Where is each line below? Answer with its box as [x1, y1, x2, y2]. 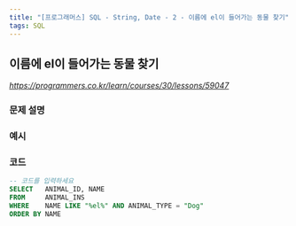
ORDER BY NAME [9, 209, 62, 218]
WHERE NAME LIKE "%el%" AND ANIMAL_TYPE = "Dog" [9, 201, 204, 211]
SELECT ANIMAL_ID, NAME [9, 185, 105, 194]
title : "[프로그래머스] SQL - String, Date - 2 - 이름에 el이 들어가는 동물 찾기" [9, 12, 290, 22]
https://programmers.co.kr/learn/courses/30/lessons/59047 [9, 81, 230, 91]
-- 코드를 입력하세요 [9, 176, 74, 186]
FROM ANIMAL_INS [9, 193, 86, 202]
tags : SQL [9, 21, 46, 30]
